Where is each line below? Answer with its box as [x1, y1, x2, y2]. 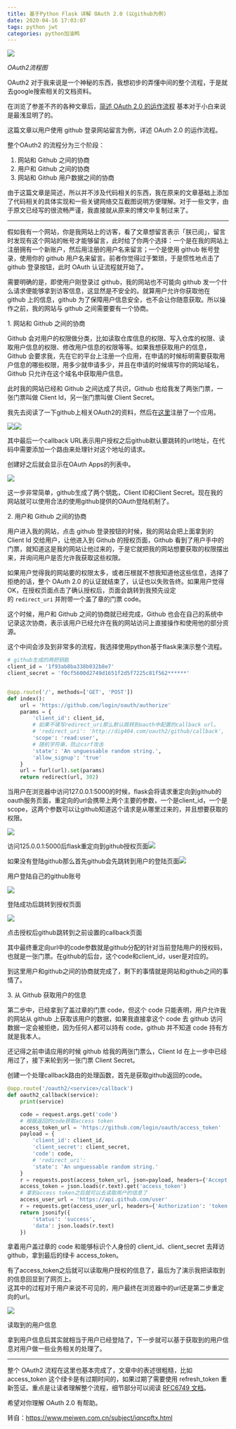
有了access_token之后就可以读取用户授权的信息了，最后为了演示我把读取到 [7, 1266, 225, 1275]
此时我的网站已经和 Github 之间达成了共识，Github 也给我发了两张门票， [7, 385, 217, 393]
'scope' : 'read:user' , [32, 734, 99, 741]
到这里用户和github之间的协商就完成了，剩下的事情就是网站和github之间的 [7, 967, 223, 976]
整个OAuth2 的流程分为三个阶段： [7, 141, 105, 149]
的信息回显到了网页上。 [7, 1275, 75, 1283]
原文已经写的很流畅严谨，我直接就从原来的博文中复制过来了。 [13, 206, 192, 215]
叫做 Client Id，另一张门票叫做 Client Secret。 [25, 393, 159, 402]
